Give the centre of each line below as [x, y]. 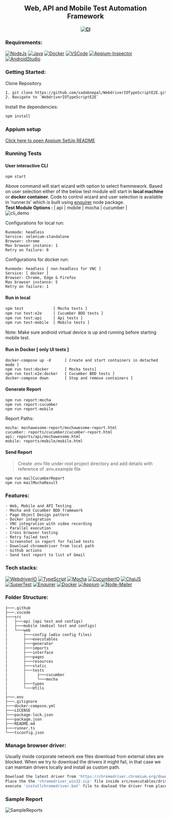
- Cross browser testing [32, 533]
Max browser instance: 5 [32, 282]
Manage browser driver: [36, 745]
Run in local [18, 298]
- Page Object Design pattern [37, 515]
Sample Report [24, 799]
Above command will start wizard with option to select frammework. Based [84, 186]
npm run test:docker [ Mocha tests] [51, 369]
